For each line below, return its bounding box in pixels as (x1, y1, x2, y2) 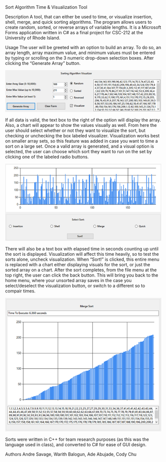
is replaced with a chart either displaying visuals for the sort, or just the (5, 262, 150, 268)
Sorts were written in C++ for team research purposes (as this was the (5, 436, 149, 443)
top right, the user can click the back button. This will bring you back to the (5, 272, 159, 278)
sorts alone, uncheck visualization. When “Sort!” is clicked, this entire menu (5, 256, 160, 262)
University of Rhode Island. (5, 35, 60, 41)
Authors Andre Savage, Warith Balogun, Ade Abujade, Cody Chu (5, 451, 137, 458)
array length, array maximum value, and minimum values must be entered (5, 50, 156, 56)
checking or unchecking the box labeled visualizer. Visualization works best (5, 132, 160, 138)
